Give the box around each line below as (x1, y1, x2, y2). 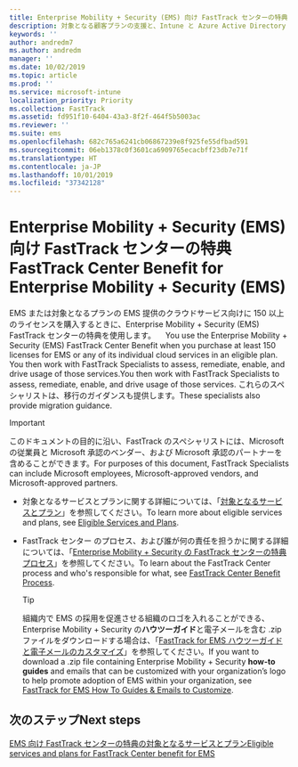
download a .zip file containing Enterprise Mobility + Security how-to (21, 657, 276, 667)
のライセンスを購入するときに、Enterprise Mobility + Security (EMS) (9, 319, 260, 330)
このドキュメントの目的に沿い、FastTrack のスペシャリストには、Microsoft (9, 436, 285, 446)
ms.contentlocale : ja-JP (9, 162, 101, 171)
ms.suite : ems (9, 129, 62, 138)
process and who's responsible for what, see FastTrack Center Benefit (21, 567, 281, 579)
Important (9, 418, 45, 428)
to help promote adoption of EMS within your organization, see (21, 675, 252, 686)
